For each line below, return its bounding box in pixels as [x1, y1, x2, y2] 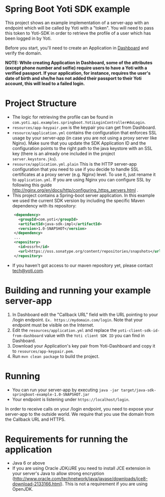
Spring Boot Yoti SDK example [5, 3, 131, 15]
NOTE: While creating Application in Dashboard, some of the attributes [5, 59, 153, 65]
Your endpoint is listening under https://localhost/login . [12, 396, 130, 402]
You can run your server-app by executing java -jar [12, 387, 119, 393]
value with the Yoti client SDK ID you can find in [44, 332, 145, 338]
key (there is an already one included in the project [12, 150, 115, 156]
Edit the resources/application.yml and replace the [12, 327, 117, 333]
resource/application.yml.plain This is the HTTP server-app [12, 161, 137, 167]
